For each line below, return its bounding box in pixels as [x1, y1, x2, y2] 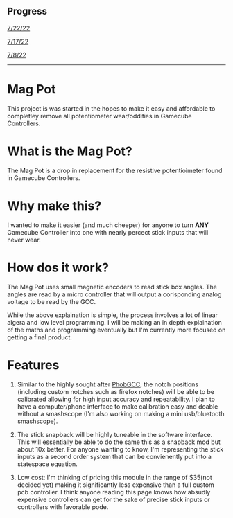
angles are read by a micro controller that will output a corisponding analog [7, 290, 222, 298]
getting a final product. [7, 332, 73, 341]
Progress [7, 6, 47, 17]
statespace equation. [17, 460, 78, 468]
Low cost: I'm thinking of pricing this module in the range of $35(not [17, 473, 213, 481]
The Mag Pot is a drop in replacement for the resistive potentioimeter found [7, 166, 223, 175]
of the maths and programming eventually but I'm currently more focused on [7, 325, 226, 334]
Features [7, 357, 60, 373]
